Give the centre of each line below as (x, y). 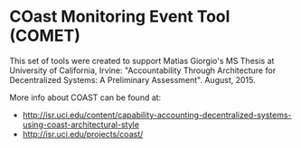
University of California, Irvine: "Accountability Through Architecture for (143, 70)
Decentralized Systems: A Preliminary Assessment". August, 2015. (132, 79)
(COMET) (45, 36)
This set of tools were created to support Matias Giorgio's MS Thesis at (142, 60)
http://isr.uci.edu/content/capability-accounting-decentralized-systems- (157, 115)
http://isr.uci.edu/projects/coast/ (83, 134)
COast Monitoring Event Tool (120, 17)
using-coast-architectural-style (81, 125)
